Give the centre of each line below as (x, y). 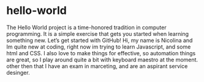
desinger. (18, 72)
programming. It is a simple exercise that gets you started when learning (97, 33)
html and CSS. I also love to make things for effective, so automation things (101, 53)
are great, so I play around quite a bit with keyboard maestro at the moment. (102, 60)
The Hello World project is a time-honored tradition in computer (86, 27)
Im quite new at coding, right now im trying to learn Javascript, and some (99, 47)
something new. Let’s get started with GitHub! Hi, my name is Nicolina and (100, 40)
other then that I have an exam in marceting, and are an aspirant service (97, 66)
